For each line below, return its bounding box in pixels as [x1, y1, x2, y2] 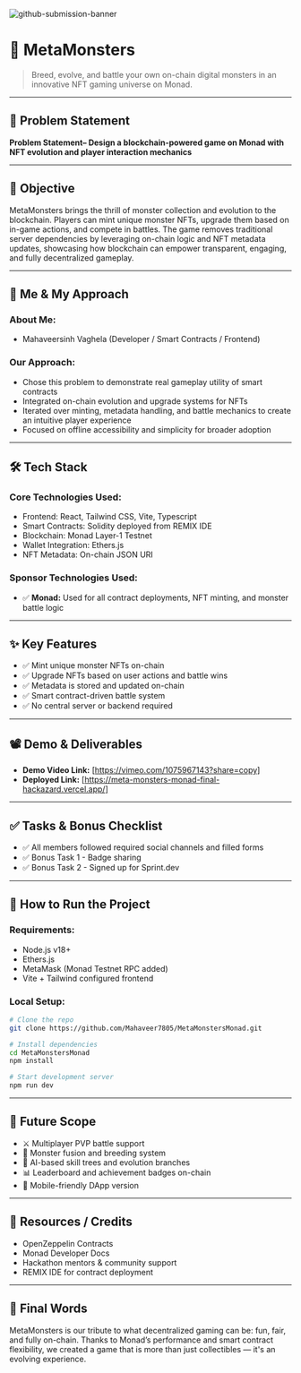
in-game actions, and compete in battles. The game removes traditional [9, 224, 273, 235]
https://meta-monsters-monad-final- [84, 775, 220, 785]
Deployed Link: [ [21, 775, 85, 785]
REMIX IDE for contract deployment [21, 1266, 154, 1277]
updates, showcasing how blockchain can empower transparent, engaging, [9, 243, 287, 253]
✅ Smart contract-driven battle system [21, 691, 166, 701]
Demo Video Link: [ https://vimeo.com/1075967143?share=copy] [21, 765, 261, 776]
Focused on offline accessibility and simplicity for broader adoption [21, 424, 271, 434]
